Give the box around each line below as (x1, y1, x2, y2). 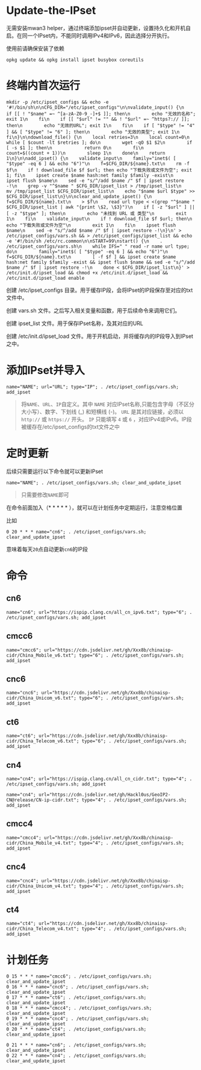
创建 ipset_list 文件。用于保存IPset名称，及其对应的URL (6, 320, 143, 327)
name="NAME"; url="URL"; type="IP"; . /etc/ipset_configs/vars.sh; (6, 384, 179, 390)
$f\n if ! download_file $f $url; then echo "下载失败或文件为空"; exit (6, 167, 193, 173)
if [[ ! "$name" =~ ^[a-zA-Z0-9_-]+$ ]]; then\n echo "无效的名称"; (6, 111, 196, 117)
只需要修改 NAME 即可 (20, 491, 69, 498)
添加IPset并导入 (6, 364, 85, 378)
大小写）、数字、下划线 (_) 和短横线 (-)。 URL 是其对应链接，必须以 (20, 408, 184, 415)
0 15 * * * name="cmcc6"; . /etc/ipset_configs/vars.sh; (6, 973, 152, 979)
